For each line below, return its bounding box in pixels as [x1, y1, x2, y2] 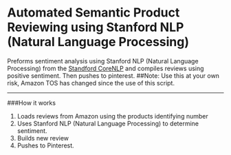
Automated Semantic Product [7, 5, 180, 21]
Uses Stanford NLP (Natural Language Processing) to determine [16, 119, 199, 127]
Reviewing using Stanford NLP [7, 19, 184, 35]
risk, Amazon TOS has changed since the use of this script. [7, 79, 175, 87]
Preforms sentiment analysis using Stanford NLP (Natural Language [7, 56, 199, 65]
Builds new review [16, 134, 69, 142]
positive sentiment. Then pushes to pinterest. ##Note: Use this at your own [7, 71, 220, 80]
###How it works [7, 99, 56, 107]
